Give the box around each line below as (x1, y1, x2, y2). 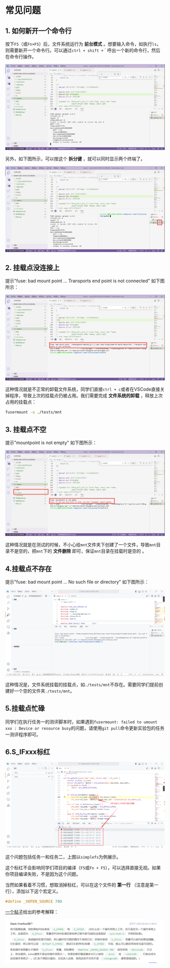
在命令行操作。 (5, 54, 36, 60)
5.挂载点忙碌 (5, 704, 45, 713)
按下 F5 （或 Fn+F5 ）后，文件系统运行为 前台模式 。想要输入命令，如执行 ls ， (5, 41, 161, 47)
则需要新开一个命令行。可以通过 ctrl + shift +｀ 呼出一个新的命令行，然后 (5, 47, 161, 53)
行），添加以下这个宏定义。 (5, 888, 61, 894)
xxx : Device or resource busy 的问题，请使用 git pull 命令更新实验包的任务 (5, 725, 164, 731)
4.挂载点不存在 (5, 564, 52, 573)
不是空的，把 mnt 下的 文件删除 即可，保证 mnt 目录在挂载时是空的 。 (9, 548, 147, 554)
